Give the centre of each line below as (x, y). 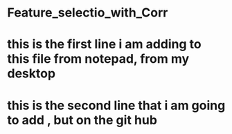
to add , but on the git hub (82, 120)
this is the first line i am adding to (105, 45)
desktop (32, 74)
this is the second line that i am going (116, 105)
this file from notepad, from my (98, 59)
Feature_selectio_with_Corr (88, 13)
